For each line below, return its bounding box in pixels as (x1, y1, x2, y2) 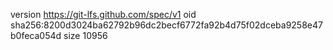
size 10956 (63, 30, 108, 41)
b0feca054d (10, 30, 62, 41)
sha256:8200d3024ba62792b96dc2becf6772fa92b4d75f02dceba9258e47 (10, 19, 323, 31)
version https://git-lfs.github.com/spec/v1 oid (10, 9, 197, 20)
